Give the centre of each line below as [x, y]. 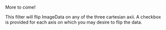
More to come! [20, 7]
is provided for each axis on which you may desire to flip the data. [74, 22]
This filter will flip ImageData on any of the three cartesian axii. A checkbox [83, 17]
